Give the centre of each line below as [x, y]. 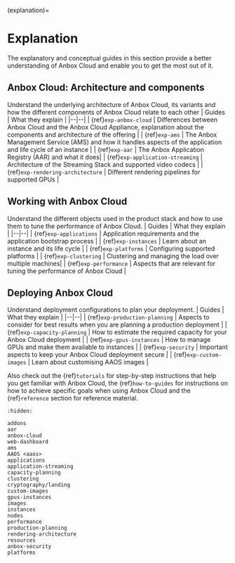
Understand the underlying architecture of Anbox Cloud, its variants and [112, 104]
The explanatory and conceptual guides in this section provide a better [109, 58]
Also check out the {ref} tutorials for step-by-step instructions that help [112, 376]
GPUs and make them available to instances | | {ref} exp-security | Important [117, 347]
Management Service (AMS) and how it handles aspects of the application [115, 142]
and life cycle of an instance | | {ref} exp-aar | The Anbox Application [106, 149]
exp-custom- [204, 355]
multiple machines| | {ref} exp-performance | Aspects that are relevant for [112, 263]
